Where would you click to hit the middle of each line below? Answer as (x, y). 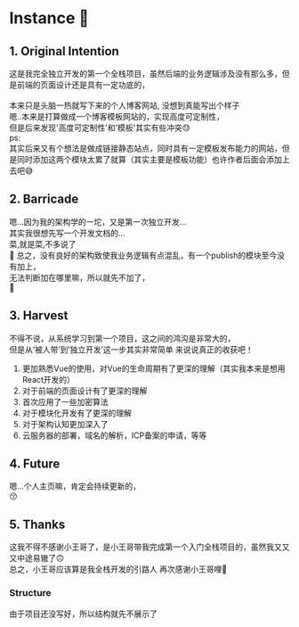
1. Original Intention (65, 51)
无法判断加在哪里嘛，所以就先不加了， (79, 277)
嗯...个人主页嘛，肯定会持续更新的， (75, 486)
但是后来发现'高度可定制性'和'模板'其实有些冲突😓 (100, 128)
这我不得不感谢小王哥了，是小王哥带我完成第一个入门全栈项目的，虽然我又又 (149, 547)
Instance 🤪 (49, 18)
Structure (30, 593)
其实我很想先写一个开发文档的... (68, 233)
